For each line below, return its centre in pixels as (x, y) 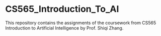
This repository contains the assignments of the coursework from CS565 (81, 23)
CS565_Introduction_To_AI (62, 9)
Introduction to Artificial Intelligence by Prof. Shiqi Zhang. (64, 28)
